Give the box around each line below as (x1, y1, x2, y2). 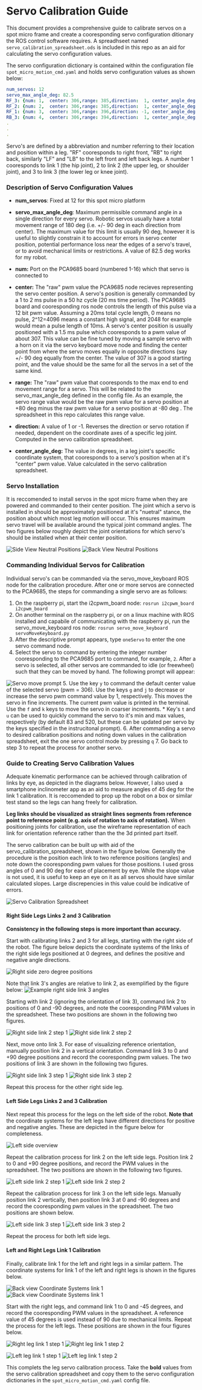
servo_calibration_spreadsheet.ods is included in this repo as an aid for (6, 44, 186, 51)
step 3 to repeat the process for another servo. (6, 743, 123, 751)
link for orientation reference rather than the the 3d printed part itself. (6, 829, 178, 837)
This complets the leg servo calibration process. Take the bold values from (6, 1363, 192, 1371)
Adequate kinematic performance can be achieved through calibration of (6, 773, 188, 780)
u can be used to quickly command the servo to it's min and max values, (6, 711, 186, 719)
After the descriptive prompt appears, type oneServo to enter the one (14, 636, 186, 643)
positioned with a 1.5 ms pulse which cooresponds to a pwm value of (14, 329, 186, 336)
